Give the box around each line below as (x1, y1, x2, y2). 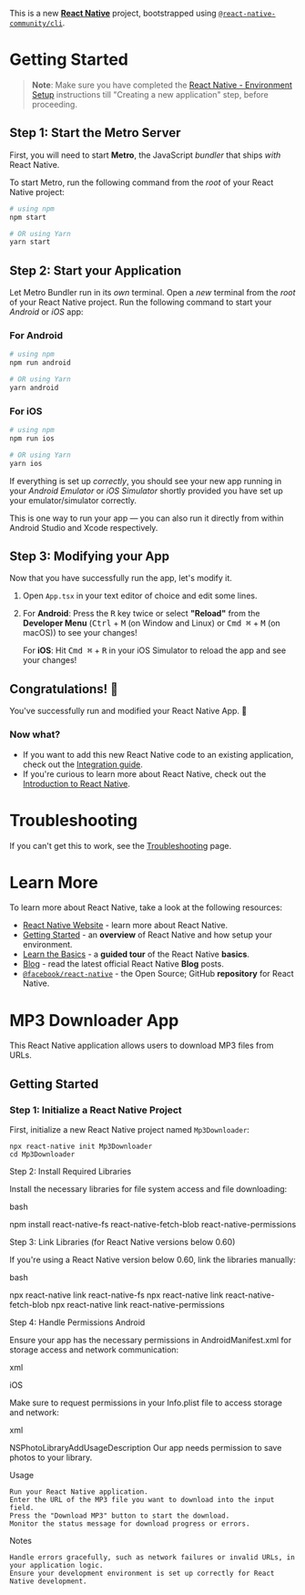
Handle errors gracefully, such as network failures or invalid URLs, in (9, 1553, 296, 1562)
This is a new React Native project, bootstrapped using (9, 8, 217, 18)
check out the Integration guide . (22, 759, 143, 770)
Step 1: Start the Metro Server (9, 125, 181, 140)
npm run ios (9, 434, 55, 443)
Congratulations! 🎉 (9, 681, 118, 697)
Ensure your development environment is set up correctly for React (9, 1569, 275, 1579)
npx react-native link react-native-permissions (50, 1300, 225, 1310)
